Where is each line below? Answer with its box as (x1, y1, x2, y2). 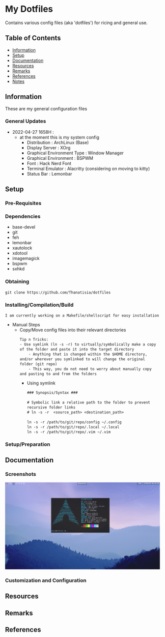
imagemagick (12, 256, 40, 261)
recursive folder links (27, 405, 76, 410)
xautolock (12, 245, 32, 251)
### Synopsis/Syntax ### (27, 390, 78, 395)
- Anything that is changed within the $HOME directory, (28, 352, 147, 357)
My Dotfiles (5, 3, 53, 15)
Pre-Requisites (5, 200, 42, 207)
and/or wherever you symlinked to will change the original (19, 357, 145, 362)
